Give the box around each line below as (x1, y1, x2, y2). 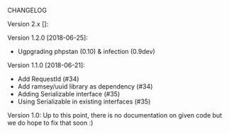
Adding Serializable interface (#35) (17, 90, 121, 98)
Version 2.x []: (7, 20, 49, 28)
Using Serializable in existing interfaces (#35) (17, 97, 151, 106)
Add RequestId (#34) (17, 74, 79, 83)
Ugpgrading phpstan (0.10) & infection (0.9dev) (17, 48, 156, 55)
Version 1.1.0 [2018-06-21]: (7, 61, 85, 69)
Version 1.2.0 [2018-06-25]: (7, 33, 89, 42)
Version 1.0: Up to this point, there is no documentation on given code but (7, 111, 222, 119)
